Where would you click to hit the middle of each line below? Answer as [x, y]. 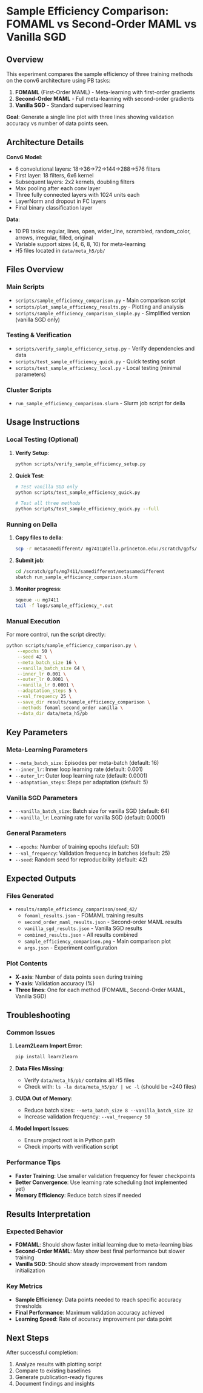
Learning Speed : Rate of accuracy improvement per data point [94, 1319]
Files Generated [30, 896]
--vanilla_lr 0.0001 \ [46, 685]
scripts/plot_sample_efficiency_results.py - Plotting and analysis [99, 306]
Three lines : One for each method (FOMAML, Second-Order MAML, [100, 990]
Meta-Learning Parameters [47, 750]
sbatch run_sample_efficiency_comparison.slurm [76, 577]
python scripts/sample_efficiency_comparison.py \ [72, 646]
